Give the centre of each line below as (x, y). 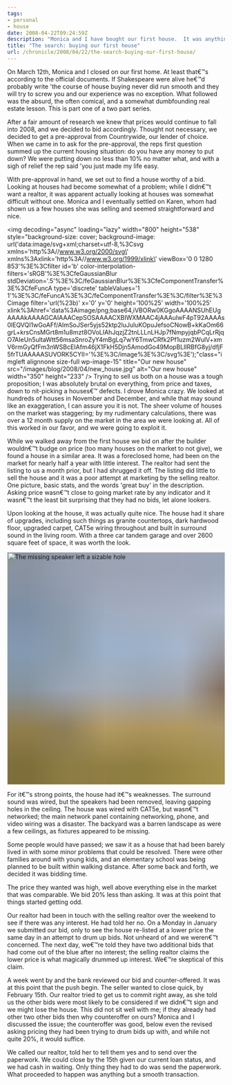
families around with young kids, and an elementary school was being (106, 859)
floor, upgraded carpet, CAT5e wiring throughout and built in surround (107, 528)
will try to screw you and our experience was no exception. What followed (112, 93)
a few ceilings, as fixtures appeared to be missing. (79, 831)
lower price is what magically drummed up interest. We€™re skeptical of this (115, 959)
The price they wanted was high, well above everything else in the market (112, 887)
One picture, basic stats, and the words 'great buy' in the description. (106, 485)
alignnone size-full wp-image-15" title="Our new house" (107, 361)
